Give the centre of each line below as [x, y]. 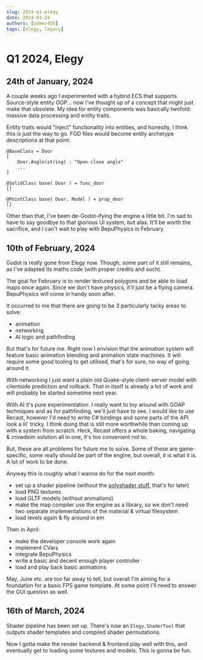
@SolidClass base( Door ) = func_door [55, 183]
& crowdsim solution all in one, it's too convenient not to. [77, 437]
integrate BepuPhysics [43, 554]
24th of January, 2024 [50, 81]
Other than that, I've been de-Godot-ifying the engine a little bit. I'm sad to [99, 216]
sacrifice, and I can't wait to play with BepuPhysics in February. [86, 229]
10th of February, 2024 [51, 248]
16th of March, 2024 [46, 611]
